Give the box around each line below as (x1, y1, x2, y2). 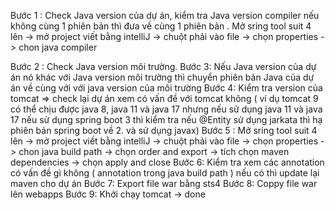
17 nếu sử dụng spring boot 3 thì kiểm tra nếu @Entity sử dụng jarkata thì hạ (10, 114, 323, 125)
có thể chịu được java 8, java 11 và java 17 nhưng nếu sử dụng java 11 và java (10, 103, 323, 115)
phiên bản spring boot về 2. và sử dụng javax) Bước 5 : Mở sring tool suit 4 (10, 125, 318, 136)
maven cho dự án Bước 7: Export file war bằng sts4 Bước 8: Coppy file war (10, 178, 318, 189)
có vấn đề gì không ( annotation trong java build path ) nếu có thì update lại (10, 167, 320, 179)
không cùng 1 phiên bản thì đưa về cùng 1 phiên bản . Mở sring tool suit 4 (10, 20, 312, 32)
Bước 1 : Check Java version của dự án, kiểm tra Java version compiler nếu (10, 10, 320, 21)
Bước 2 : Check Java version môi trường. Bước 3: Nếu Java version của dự (10, 61, 317, 72)
